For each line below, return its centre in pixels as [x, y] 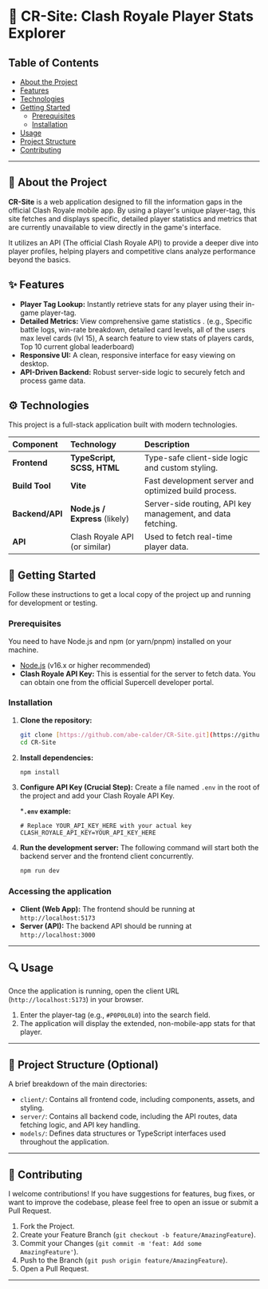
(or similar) [91, 547]
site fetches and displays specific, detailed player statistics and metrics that [133, 218]
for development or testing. [53, 603]
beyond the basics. [39, 260]
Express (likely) [100, 519]
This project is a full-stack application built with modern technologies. [123, 425]
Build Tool [32, 486]
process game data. [53, 380]
